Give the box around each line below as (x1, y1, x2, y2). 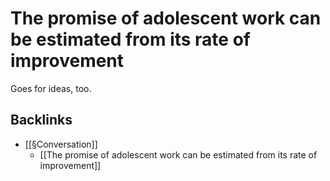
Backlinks (10, 112, 73, 129)
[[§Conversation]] (24, 138, 98, 150)
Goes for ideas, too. (10, 82, 92, 94)
